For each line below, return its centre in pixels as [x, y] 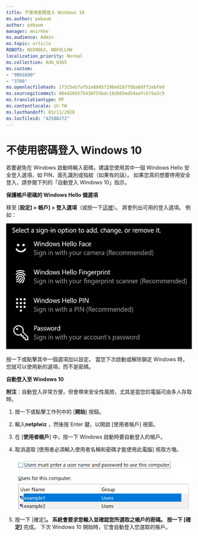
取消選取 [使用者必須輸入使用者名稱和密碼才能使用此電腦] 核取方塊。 [98, 449]
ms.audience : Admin [30, 38]
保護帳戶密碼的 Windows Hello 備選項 [52, 195]
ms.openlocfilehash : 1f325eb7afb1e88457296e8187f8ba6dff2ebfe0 [85, 87]
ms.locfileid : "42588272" [38, 118]
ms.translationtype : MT [35, 100]
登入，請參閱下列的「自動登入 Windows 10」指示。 [68, 183]
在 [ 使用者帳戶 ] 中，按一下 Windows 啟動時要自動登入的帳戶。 [90, 437]
